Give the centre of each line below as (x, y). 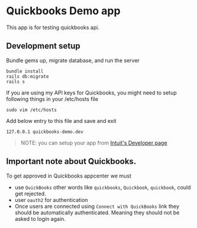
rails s (16, 81)
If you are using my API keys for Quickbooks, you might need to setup (91, 93)
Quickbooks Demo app (63, 11)
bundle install (25, 71)
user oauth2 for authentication (51, 199)
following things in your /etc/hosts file (52, 99)
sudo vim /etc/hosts (32, 110)
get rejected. (30, 194)
